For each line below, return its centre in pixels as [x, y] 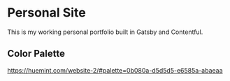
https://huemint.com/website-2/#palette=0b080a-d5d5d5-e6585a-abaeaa [115, 70]
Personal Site [46, 13]
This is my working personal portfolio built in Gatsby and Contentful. [105, 32]
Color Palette [36, 54]
